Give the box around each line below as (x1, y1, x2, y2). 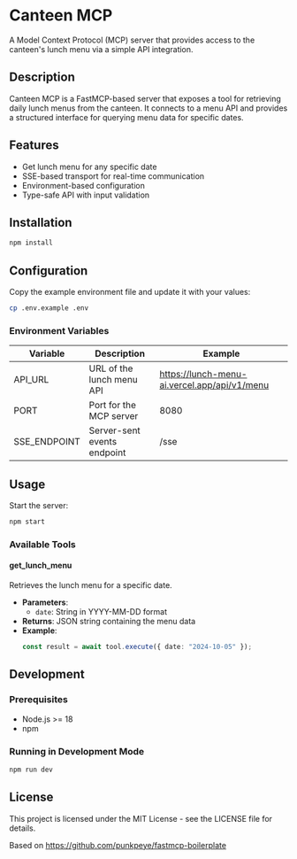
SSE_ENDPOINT (13, 436, 81, 448)
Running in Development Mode (9, 745, 144, 757)
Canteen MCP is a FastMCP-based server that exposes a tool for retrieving (9, 93, 281, 104)
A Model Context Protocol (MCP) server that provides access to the (9, 35, 255, 45)
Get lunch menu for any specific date (21, 161, 157, 172)
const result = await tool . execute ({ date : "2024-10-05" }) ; (21, 643, 253, 652)
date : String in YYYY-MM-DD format (34, 607, 168, 617)
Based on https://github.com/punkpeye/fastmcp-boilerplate (9, 840, 227, 850)
